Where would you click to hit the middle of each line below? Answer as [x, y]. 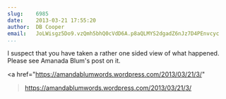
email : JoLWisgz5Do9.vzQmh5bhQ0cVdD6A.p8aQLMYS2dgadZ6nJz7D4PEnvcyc [113, 33]
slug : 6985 [28, 14]
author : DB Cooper [36, 27]
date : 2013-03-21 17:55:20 [52, 20]
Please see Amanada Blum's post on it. [64, 61]
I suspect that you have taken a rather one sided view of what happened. [113, 53]
